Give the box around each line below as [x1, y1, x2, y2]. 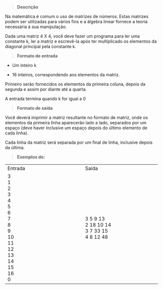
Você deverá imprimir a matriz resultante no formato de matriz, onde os [5, 115, 148, 120]
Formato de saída [16, 105, 53, 111]
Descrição [16, 4, 38, 10]
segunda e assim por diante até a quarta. [5, 86, 87, 92]
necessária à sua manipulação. [5, 24, 67, 30]
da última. [5, 145, 25, 150]
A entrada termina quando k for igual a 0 [5, 96, 86, 102]
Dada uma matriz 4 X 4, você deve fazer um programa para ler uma [5, 34, 140, 39]
